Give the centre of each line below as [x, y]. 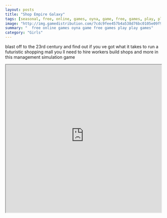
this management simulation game [40, 57]
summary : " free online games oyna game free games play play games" [79, 28]
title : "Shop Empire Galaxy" [35, 14]
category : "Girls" [24, 33]
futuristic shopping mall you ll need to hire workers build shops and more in [82, 52]
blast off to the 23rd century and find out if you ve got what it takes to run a [82, 47]
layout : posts [20, 10]
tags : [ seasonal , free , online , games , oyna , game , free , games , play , [80, 19]
